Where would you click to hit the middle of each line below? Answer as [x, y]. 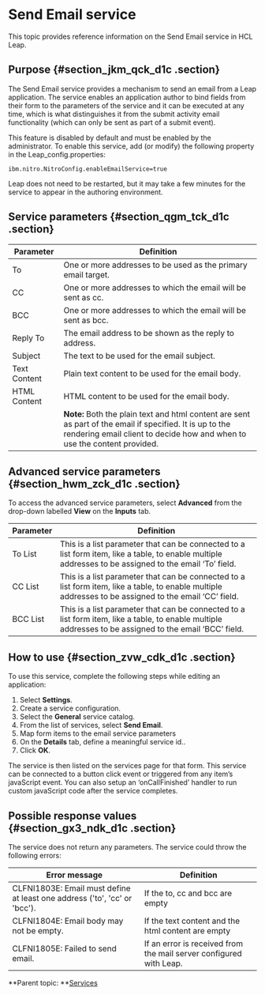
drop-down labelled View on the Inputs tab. [80, 511]
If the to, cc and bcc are [188, 893]
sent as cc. [84, 297]
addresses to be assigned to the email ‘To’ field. [148, 564]
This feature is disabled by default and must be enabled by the [110, 138]
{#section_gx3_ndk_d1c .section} [92, 828]
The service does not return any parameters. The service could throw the [127, 847]
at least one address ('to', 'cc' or [72, 898]
